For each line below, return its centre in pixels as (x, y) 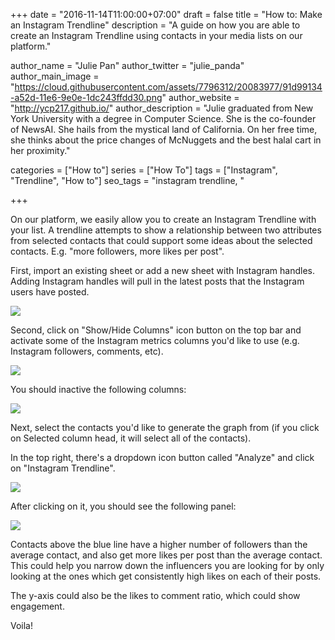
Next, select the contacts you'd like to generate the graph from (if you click (165, 427)
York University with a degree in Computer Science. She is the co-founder (163, 118)
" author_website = (200, 97)
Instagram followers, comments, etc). (87, 351)
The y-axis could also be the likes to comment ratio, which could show (155, 595)
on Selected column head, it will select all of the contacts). (131, 438)
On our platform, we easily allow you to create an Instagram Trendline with (163, 219)
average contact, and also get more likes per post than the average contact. (166, 555)
